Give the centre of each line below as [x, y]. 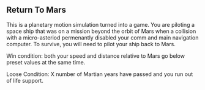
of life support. [25, 80]
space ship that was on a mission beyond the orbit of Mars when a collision [101, 31]
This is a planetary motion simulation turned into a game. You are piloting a [100, 24]
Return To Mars [36, 10]
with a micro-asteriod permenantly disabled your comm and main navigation [102, 37]
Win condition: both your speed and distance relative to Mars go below [96, 56]
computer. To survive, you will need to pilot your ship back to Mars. [91, 44]
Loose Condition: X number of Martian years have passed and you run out [100, 74]
